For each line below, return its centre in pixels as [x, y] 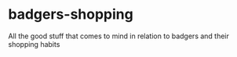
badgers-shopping [71, 14]
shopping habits [34, 44]
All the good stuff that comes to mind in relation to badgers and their [119, 36]
